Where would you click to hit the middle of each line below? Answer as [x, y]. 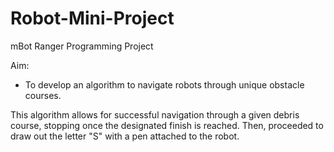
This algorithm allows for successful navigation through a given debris [155, 114]
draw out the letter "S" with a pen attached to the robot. [125, 136]
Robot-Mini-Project [92, 18]
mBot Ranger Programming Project [82, 46]
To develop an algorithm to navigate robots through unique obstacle [164, 84]
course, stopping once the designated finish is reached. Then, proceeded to [167, 125]
